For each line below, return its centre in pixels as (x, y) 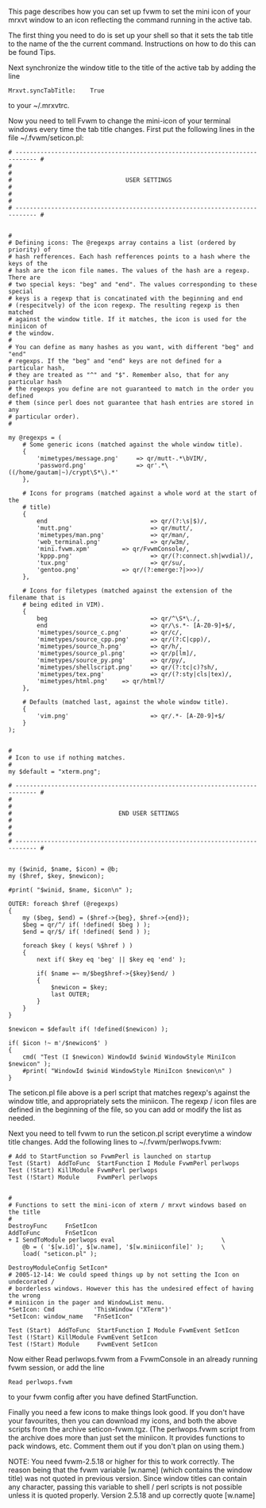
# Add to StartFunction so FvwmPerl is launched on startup (110, 1156)
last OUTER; (70, 994)
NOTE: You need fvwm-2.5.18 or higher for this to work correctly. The (121, 1461)
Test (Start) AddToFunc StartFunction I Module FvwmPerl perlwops (124, 1164)
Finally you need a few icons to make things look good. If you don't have (127, 1412)
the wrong (25, 1296)
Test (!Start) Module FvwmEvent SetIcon (83, 1344)
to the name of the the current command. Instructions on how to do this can (132, 44)
